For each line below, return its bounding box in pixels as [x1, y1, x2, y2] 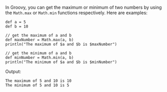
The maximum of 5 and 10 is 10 [5, 78, 72, 83]
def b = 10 [5, 24, 29, 29]
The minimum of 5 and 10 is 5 [5, 83, 70, 88]
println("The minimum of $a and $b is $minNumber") [5, 59, 117, 65]
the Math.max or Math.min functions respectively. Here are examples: [5, 10, 148, 16]
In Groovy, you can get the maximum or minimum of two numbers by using [5, 5, 162, 10]
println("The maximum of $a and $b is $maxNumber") [5, 42, 117, 47]
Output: [5, 69, 21, 74]
